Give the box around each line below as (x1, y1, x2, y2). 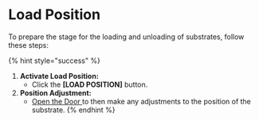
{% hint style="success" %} (8, 56, 101, 65)
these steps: (8, 40, 49, 49)
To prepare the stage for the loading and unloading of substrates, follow (8, 32, 245, 41)
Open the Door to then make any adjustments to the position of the (31, 96, 251, 106)
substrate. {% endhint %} (31, 105, 116, 115)
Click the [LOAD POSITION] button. (31, 80, 148, 89)
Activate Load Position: (19, 71, 100, 80)
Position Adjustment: (19, 88, 92, 97)
